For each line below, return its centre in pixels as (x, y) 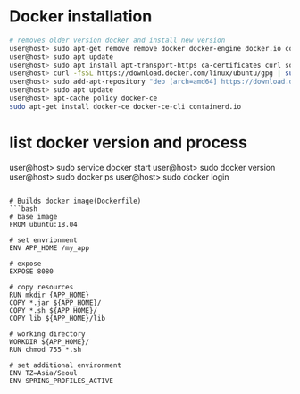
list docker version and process (129, 143)
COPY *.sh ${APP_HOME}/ (54, 310)
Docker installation (81, 17)
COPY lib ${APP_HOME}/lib (57, 318)
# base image (33, 216)
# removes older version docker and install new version (117, 40)
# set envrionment (43, 240)
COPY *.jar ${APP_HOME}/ (55, 302)
